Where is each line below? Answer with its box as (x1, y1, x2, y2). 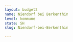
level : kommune (4, 16, 36, 21)
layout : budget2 (4, 7, 38, 12)
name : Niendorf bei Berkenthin (4, 12, 69, 17)
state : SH (4, 21, 25, 26)
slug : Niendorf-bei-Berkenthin (4, 25, 69, 30)
